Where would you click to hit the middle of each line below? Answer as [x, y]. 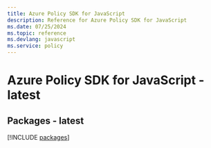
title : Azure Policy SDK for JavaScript [66, 14]
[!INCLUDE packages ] [38, 137]
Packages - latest [46, 121]
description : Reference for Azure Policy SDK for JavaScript [97, 20]
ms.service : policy [35, 46]
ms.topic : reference [37, 33]
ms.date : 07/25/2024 [37, 26]
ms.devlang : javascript [42, 40]
